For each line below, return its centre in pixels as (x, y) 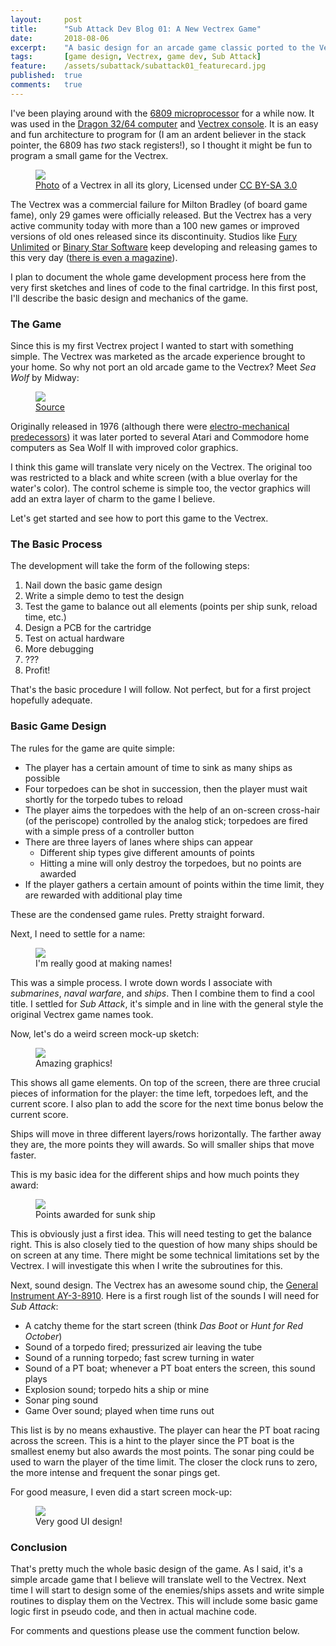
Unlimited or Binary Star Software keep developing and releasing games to (164, 247)
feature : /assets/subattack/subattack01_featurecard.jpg (138, 66)
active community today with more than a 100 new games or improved (155, 225)
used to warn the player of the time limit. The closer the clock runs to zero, (164, 1462)
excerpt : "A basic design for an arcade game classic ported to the (162, 47)
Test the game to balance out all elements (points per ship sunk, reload (171, 607)
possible (42, 778)
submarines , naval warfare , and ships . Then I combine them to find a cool (162, 993)
